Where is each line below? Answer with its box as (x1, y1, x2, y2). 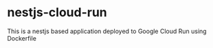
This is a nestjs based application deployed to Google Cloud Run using (7, 27, 208, 35)
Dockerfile (7, 34, 36, 42)
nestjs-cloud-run (7, 5, 108, 20)
